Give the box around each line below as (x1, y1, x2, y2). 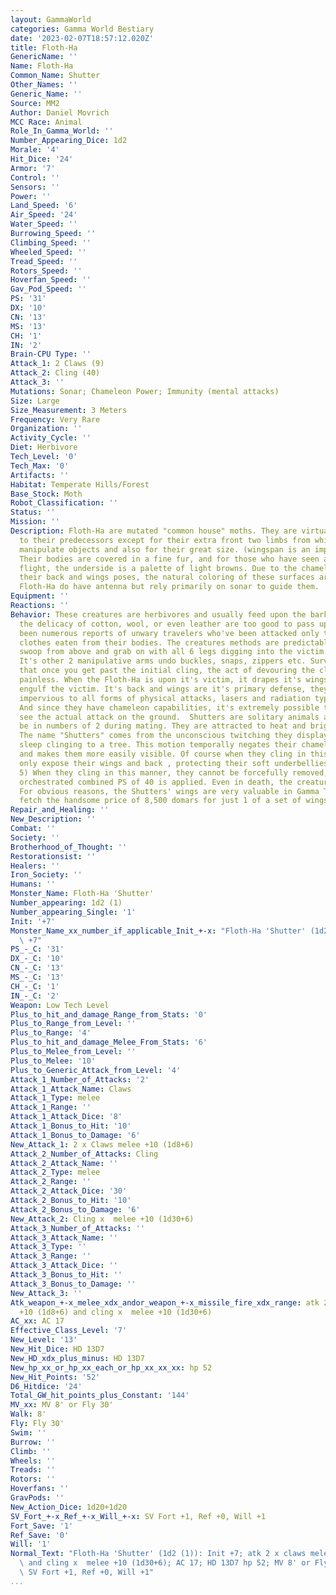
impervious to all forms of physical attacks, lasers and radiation (19, 693, 311, 703)
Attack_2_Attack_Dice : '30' (10, 1186, 128, 1196)
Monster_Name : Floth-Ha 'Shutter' (10, 889, 155, 899)
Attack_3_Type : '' (10, 1242, 87, 1252)
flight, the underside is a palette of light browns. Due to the (19, 563, 298, 573)
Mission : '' (10, 517, 60, 527)
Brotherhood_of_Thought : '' (10, 842, 128, 852)
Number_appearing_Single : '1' (10, 907, 137, 917)
